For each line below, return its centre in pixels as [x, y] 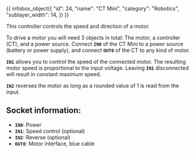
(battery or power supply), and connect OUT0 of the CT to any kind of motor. [98, 50]
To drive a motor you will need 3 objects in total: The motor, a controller [93, 38]
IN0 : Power [28, 125]
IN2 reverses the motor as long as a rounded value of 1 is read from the [93, 86]
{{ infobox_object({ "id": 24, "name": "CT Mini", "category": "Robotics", [93, 9]
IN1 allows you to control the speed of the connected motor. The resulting [96, 62]
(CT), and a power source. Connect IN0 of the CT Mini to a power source [95, 44]
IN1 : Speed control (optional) [50, 131]
